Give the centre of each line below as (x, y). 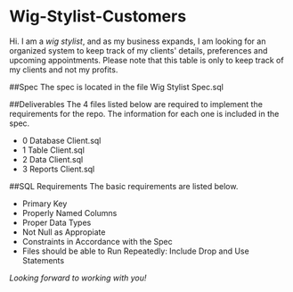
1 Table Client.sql (53, 150)
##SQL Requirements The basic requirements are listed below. (124, 186)
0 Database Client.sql (61, 140)
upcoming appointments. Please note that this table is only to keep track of (146, 60)
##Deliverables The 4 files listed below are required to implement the (136, 104)
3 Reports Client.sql (58, 169)
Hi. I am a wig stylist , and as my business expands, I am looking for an (138, 41)
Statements (43, 260)
